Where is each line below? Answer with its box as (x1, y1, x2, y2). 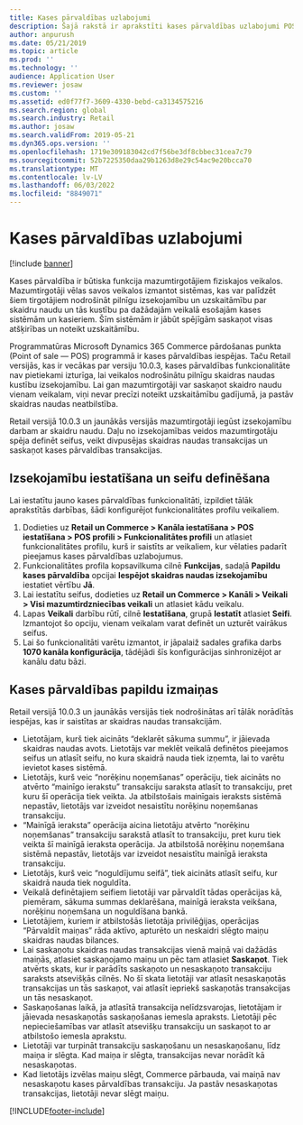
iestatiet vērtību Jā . (22, 579, 96, 590)
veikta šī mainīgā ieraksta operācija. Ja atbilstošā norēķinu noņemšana (22, 838, 285, 849)
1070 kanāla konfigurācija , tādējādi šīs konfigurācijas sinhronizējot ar (22, 646, 282, 657)
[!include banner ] (9, 258, 74, 269)
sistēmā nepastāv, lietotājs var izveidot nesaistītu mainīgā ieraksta (22, 848, 268, 859)
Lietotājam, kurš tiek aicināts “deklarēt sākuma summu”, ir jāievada (22, 733, 271, 744)
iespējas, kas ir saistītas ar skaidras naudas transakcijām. (9, 715, 223, 726)
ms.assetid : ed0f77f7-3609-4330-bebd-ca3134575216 (9, 97, 204, 106)
